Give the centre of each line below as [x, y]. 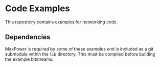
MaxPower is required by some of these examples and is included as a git [79, 49]
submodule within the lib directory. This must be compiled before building [80, 54]
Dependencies [28, 37]
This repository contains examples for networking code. [62, 22]
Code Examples [37, 8]
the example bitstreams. [29, 59]
